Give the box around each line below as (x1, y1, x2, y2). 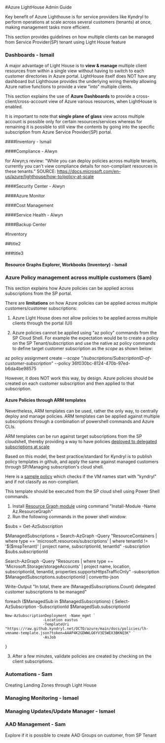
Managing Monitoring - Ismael (5, 695, 79, 701)
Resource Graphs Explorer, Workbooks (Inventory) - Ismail (5, 262, 127, 268)
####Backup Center (5, 222, 47, 228)
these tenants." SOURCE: (5, 168, 56, 175)
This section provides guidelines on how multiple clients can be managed (5, 34, 154, 40)
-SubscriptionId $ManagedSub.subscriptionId (37, 604, 131, 610)
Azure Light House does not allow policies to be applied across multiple (12, 315, 158, 321)
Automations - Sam (5, 671, 53, 678)
